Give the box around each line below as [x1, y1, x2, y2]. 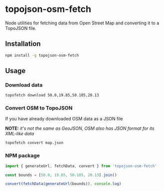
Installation [5, 40, 41, 48]
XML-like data [5, 131, 34, 137]
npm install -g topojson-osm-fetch [5, 53, 79, 58]
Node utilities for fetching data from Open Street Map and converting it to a [5, 20, 160, 26]
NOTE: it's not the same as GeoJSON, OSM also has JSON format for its [5, 125, 155, 131]
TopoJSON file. [5, 25, 36, 31]
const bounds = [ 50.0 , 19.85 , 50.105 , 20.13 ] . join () [5, 173, 117, 178]
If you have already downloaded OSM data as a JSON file [5, 116, 123, 122]
